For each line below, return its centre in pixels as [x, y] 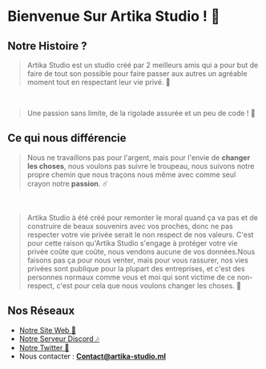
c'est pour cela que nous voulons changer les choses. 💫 [149, 285]
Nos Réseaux [41, 311]
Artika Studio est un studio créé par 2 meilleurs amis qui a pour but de [143, 65]
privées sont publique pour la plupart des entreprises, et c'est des [136, 268]
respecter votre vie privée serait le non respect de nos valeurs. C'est [140, 235]
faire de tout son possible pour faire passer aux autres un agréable [137, 74]
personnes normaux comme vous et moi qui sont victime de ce [131, 277]
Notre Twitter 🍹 [44, 347]
